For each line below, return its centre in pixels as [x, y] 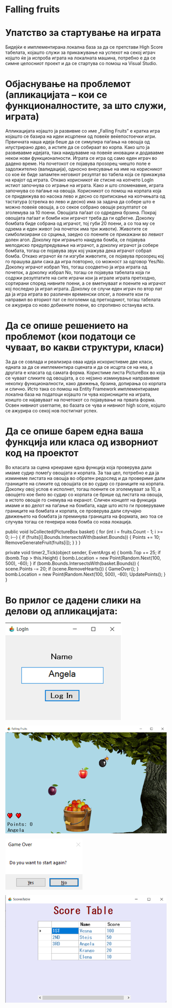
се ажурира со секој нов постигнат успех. [52, 411]
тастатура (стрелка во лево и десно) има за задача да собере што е [80, 202]
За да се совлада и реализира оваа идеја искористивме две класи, [79, 362]
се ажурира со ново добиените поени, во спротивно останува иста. [80, 305]
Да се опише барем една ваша [74, 432]
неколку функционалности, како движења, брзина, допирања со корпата [86, 383]
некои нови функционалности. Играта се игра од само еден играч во [81, 158]
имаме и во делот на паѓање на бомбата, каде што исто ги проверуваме [85, 505]
